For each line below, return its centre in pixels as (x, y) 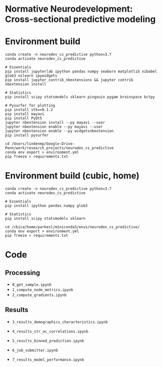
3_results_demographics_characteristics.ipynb (60, 322)
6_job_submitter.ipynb (35, 350)
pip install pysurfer (27, 135)
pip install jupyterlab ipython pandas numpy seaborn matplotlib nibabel (81, 71)
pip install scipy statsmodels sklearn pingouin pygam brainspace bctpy (80, 97)
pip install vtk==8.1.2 (29, 110)
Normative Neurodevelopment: (69, 9)
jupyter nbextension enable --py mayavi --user (54, 127)
